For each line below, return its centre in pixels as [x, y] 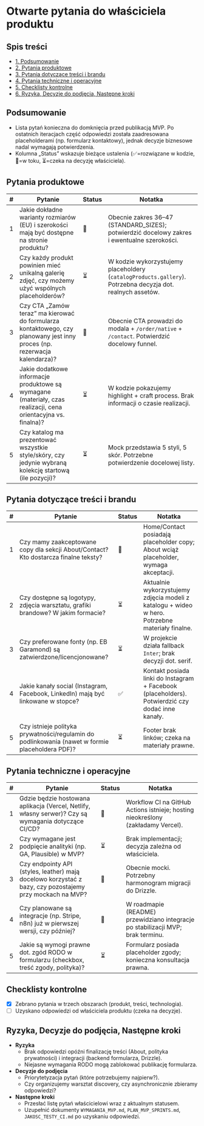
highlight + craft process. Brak [151, 396]
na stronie [33, 240]
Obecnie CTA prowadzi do [145, 321]
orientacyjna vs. [42, 415]
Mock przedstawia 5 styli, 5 [147, 447]
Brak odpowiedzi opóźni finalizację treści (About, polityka [96, 1052]
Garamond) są [40, 649]
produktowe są [40, 384]
